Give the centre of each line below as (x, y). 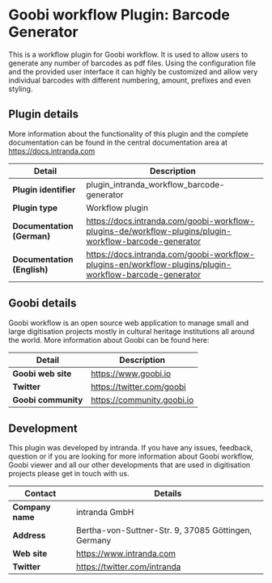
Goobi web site (42, 374)
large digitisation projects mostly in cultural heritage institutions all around (132, 331)
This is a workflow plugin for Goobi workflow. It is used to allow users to (128, 54)
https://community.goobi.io (142, 399)
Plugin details (44, 114)
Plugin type (35, 208)
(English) (30, 269)
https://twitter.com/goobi (138, 387)
